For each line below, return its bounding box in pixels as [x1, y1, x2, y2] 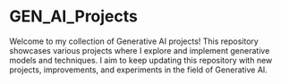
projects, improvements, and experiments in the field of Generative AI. [9, 64, 268, 75]
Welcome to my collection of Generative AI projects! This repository [9, 36, 260, 46]
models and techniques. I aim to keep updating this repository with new [9, 55, 273, 65]
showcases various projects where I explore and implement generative [9, 45, 270, 55]
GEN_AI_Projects [9, 6, 139, 27]
